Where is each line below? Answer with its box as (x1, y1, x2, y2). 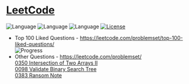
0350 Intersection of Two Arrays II (14, 59, 98, 66)
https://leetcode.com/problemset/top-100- (79, 34, 183, 41)
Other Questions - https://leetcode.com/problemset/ (14, 53, 142, 60)
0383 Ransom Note (14, 72, 62, 79)
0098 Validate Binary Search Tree (14, 65, 97, 72)
